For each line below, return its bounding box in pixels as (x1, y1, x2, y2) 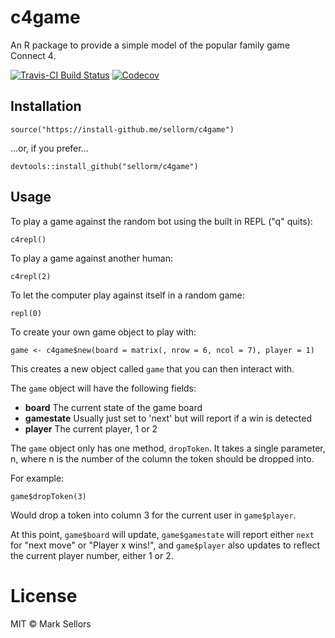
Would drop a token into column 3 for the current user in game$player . (10, 509, 297, 521)
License (10, 584, 78, 607)
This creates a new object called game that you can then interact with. (10, 362, 295, 375)
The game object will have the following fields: (10, 382, 197, 394)
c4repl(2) (10, 271, 52, 281)
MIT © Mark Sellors (10, 617, 92, 630)
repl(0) (10, 308, 43, 318)
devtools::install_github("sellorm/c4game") (10, 161, 199, 171)
